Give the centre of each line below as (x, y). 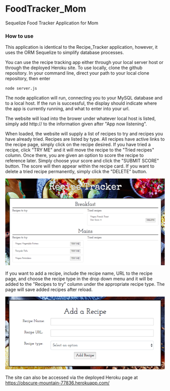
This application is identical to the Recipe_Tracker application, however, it (81, 47)
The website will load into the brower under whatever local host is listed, (80, 119)
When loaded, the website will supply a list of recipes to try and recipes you (84, 134)
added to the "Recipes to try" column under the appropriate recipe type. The (85, 284)
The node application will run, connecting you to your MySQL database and (84, 98)
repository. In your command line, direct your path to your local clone (77, 73)
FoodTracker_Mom (46, 9)
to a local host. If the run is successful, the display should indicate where (81, 103)
